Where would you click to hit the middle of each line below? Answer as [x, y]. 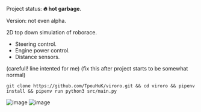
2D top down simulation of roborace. [52, 32]
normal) [16, 75]
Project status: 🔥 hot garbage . [44, 9]
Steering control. [36, 44]
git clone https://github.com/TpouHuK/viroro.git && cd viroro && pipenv [101, 86]
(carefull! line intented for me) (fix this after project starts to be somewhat [97, 68]
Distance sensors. [37, 57]
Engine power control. [42, 50]
